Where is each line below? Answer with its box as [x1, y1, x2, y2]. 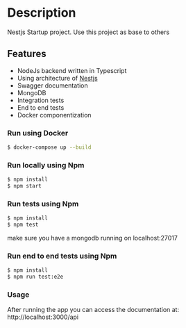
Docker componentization [17, 110, 92, 119]
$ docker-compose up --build [7, 144, 92, 151]
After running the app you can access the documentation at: [7, 306, 179, 314]
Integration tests [17, 96, 65, 104]
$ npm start [7, 183, 42, 190]
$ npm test [7, 221, 39, 229]
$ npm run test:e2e [7, 273, 64, 281]
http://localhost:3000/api [7, 313, 78, 321]
